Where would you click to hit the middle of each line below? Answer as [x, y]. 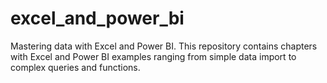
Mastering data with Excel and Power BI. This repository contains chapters [164, 46]
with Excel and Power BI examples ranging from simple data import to [153, 56]
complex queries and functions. [75, 67]
